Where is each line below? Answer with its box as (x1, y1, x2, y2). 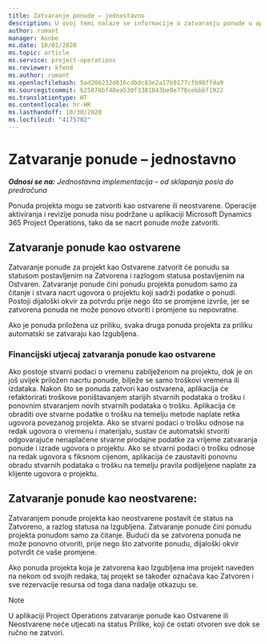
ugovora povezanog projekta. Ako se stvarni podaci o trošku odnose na (8, 418, 244, 427)
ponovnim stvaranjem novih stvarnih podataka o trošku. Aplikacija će (8, 401, 236, 410)
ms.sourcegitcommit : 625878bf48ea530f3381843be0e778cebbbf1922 (8, 86, 224, 94)
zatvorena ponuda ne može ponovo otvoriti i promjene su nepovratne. (8, 305, 239, 314)
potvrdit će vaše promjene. (8, 547, 98, 557)
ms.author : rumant (8, 71, 70, 79)
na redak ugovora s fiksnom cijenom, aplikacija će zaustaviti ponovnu (8, 451, 238, 461)
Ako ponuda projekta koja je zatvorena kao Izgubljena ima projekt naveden (8, 562, 255, 572)
